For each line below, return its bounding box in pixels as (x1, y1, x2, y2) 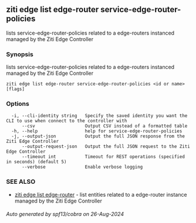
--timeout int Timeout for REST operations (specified (21, 154, 185, 160)
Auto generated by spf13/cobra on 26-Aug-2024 (6, 211, 124, 218)
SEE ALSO (6, 178, 36, 186)
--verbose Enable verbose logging (21, 164, 143, 170)
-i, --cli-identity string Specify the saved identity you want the (11, 113, 188, 119)
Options (6, 100, 29, 108)
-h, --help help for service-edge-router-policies (11, 128, 183, 134)
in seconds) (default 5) (6, 159, 67, 165)
